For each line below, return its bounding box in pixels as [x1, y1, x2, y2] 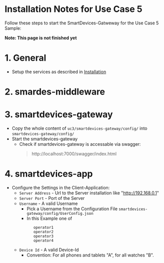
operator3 [33, 234, 54, 239]
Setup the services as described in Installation [11, 69, 107, 75]
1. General [4, 52, 47, 64]
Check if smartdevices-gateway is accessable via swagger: [19, 141, 141, 147]
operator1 [33, 225, 54, 230]
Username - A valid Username [19, 200, 78, 206]
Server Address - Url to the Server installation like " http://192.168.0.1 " [19, 190, 160, 196]
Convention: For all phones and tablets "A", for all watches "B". [26, 252, 154, 258]
